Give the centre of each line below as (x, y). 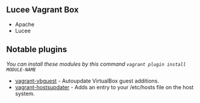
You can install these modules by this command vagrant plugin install (96, 64)
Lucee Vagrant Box (42, 10)
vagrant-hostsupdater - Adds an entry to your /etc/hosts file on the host (104, 87)
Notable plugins (37, 49)
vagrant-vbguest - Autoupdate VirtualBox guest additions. (87, 81)
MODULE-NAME (21, 69)
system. (25, 93)
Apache (25, 24)
